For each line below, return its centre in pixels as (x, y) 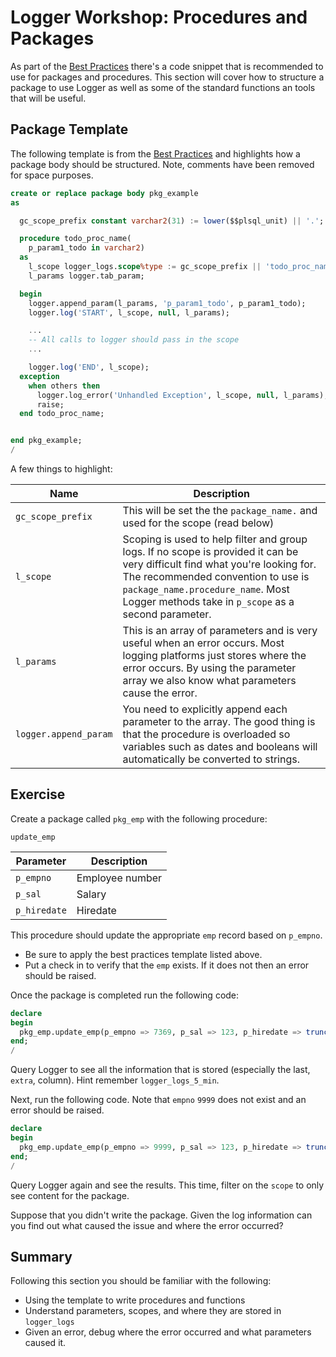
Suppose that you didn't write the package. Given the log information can (161, 1215)
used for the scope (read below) (198, 523)
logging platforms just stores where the (214, 655)
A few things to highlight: (61, 469)
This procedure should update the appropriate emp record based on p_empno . (166, 935)
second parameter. (167, 614)
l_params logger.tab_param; (86, 276)
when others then (64, 386)
